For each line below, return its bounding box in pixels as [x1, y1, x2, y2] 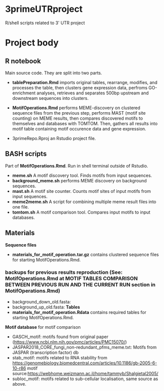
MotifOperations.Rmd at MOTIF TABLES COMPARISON [5, 275, 138, 282]
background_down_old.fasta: [12, 299, 71, 304]
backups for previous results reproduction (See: [5, 269, 123, 276]
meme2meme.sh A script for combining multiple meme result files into [12, 199, 157, 205]
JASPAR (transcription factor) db [12, 349, 79, 355]
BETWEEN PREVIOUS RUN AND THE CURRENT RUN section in [5, 281, 156, 288]
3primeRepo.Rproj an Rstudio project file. [12, 135, 96, 141]
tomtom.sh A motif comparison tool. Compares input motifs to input [12, 209, 151, 215]
